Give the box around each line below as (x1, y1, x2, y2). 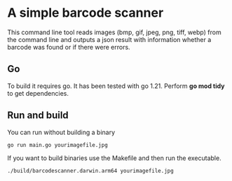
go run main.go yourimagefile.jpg (7, 141, 109, 148)
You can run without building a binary (7, 128, 116, 136)
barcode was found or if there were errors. (7, 43, 131, 51)
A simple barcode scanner (7, 5, 164, 21)
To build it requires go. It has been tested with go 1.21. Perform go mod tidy (7, 82, 225, 90)
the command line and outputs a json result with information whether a (7, 35, 212, 43)
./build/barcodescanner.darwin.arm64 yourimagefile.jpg (7, 167, 174, 174)
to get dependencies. (7, 89, 69, 97)
